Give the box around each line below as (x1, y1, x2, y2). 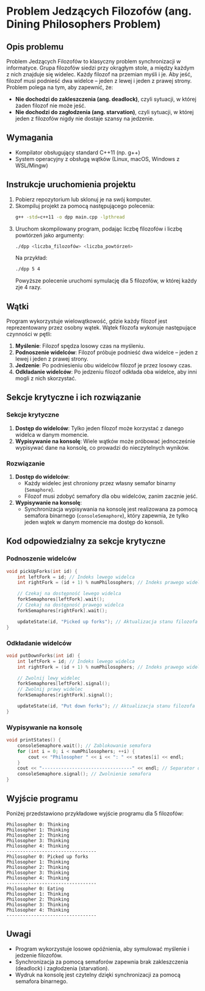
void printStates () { (6, 737, 62, 743)
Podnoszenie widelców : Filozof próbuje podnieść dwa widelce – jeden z (15, 349, 198, 356)
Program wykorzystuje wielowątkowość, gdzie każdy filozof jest (6, 317, 168, 325)
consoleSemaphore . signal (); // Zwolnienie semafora (17, 771, 151, 777)
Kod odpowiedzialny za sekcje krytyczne (6, 536, 166, 547)
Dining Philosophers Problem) (6, 17, 161, 31)
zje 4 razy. (15, 284, 42, 291)
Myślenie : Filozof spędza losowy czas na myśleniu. (15, 342, 145, 350)
